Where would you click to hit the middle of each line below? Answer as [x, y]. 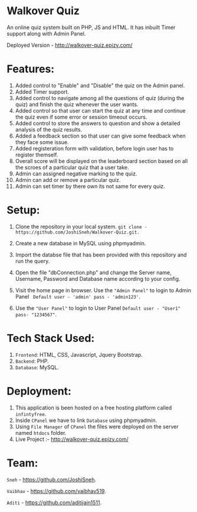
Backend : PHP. [32, 361]
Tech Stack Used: [51, 338]
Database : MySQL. [37, 367]
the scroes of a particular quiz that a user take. [72, 167]
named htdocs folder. [41, 433]
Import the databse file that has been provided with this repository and [101, 255]
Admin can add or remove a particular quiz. [68, 180]
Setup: [23, 210]
